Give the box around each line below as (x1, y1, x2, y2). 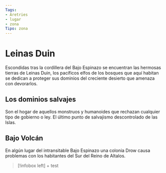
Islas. (5, 119, 16, 125)
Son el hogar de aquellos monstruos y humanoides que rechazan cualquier (5, 108, 160, 114)
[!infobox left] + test (17, 162, 59, 168)
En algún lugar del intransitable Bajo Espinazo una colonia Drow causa (5, 147, 150, 153)
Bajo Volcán (5, 134, 44, 143)
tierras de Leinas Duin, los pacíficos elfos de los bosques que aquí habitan (5, 70, 159, 76)
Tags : (5, 7, 17, 13)
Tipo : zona (5, 26, 28, 31)
